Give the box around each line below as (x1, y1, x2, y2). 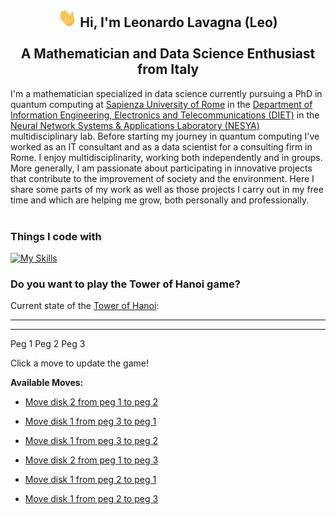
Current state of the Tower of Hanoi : (10, 300, 160, 312)
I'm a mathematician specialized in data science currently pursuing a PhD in (10, 87, 323, 99)
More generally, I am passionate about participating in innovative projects (10, 162, 313, 174)
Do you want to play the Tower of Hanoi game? (10, 277, 241, 291)
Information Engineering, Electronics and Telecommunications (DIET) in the (10, 109, 320, 121)
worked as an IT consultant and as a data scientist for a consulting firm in (10, 140, 313, 153)
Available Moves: (10, 377, 84, 389)
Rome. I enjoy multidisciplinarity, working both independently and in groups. (10, 151, 323, 163)
